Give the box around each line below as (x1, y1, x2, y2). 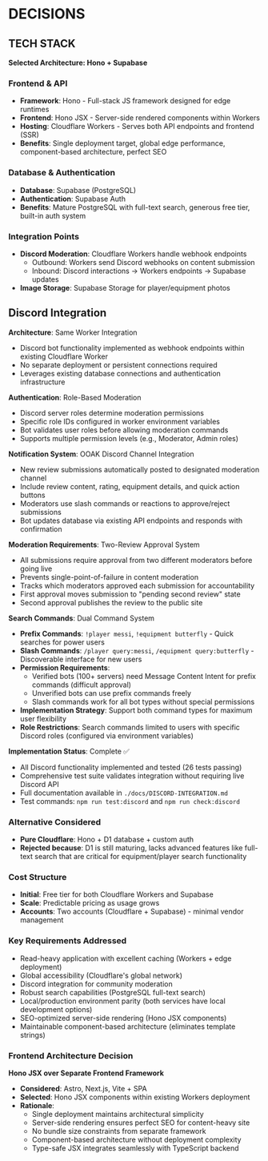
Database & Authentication (8, 167, 116, 179)
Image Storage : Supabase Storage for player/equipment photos (19, 283, 230, 292)
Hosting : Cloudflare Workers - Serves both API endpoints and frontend (19, 122, 254, 131)
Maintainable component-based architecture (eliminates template (19, 1022, 236, 1031)
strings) (19, 1030, 46, 1039)
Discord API (19, 779, 59, 789)
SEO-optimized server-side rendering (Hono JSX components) (19, 1013, 227, 1022)
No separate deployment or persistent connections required (19, 360, 218, 369)
